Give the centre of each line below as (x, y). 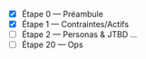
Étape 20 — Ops (52, 44)
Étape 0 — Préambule (62, 14)
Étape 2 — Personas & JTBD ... (79, 34)
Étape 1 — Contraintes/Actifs (75, 25)
